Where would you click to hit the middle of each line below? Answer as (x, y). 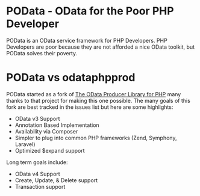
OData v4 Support (37, 174)
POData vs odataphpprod (71, 78)
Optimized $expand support (50, 150)
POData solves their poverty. (42, 53)
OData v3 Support (37, 118)
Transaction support (40, 186)
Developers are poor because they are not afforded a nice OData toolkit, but (100, 47)
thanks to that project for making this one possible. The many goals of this (98, 100)
